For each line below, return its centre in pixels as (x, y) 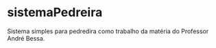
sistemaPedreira (55, 13)
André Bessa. (26, 38)
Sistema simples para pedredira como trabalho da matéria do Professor (108, 31)
